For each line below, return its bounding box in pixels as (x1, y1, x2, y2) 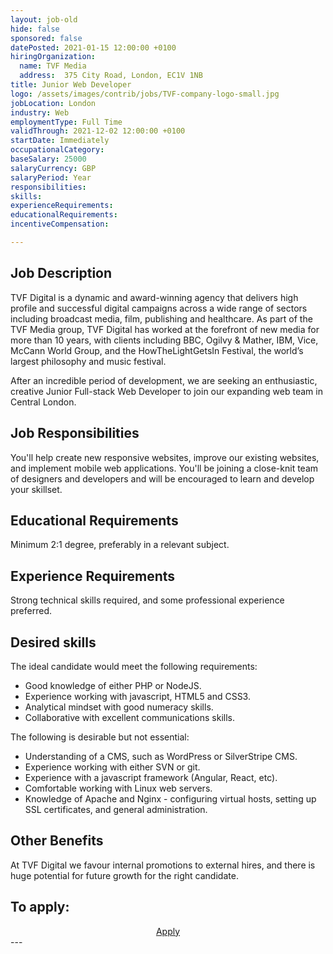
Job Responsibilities (10, 425, 140, 442)
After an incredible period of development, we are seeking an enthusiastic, (10, 374, 318, 386)
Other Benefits (10, 832, 104, 850)
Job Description (10, 265, 113, 282)
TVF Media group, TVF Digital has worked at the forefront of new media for (10, 323, 320, 335)
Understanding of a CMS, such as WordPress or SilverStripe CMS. (24, 750, 298, 762)
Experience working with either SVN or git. (24, 761, 201, 773)
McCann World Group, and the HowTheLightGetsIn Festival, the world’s (10, 344, 304, 356)
